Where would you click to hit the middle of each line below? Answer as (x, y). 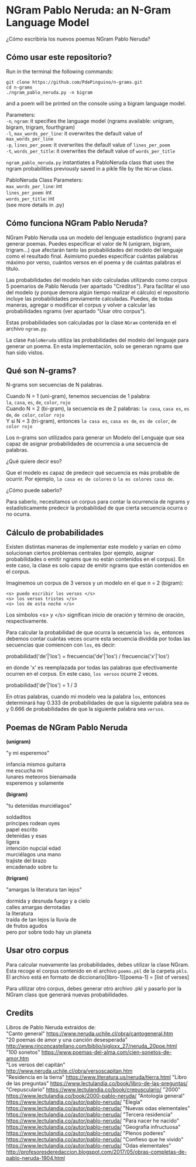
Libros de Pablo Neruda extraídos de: (51, 1027)
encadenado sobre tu (32, 867)
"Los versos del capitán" (36, 1064)
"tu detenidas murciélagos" (39, 806)
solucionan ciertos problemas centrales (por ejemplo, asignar (80, 553)
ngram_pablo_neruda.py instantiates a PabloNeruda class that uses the (90, 162)
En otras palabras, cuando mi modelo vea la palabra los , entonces (86, 697)
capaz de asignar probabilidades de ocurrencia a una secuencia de (87, 444)
